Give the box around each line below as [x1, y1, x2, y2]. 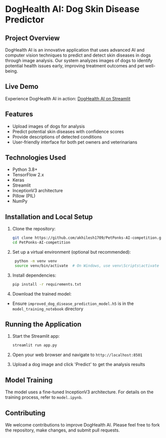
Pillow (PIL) [12, 193, 36, 199]
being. [5, 68, 18, 74]
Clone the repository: [12, 226, 56, 232]
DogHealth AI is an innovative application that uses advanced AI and [5, 47, 145, 53]
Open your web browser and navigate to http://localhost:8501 [12, 352, 143, 358]
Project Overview [5, 34, 60, 42]
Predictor [5, 14, 45, 25]
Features [5, 110, 33, 119]
